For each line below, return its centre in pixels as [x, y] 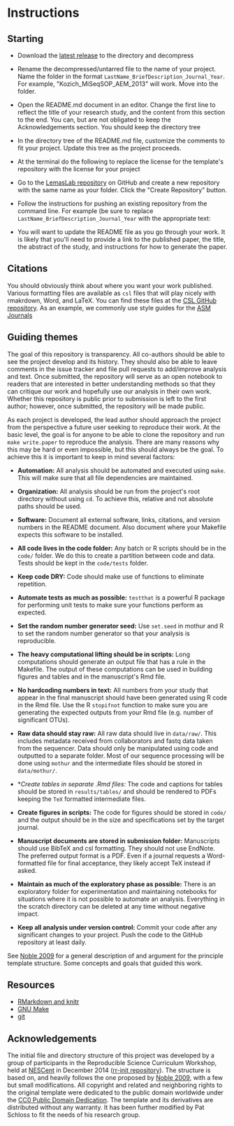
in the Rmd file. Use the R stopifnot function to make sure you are [112, 705]
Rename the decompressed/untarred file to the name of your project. [117, 69]
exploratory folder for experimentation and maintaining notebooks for [117, 891]
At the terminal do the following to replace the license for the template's [120, 161]
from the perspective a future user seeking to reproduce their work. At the [114, 427]
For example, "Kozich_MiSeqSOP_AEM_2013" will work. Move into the [118, 84]
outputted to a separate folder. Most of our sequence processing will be [121, 756]
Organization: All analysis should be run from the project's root [109, 491]
